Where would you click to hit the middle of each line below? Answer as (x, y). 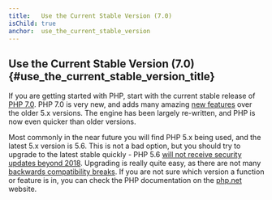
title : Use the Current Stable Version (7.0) (91, 16)
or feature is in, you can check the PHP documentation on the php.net (125, 181)
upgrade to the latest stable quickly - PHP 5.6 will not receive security (125, 155)
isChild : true (32, 23)
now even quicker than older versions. (72, 121)
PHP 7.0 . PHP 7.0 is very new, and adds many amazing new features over (130, 104)
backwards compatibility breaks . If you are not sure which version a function (136, 172)
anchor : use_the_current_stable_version (80, 31)
